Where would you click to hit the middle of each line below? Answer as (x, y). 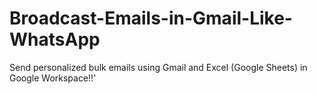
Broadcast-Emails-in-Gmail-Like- (151, 18)
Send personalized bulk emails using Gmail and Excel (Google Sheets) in (158, 67)
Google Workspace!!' (53, 78)
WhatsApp (55, 39)
